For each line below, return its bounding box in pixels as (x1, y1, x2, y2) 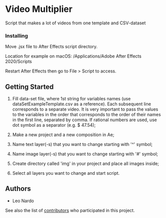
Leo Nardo (12, 198, 34, 204)
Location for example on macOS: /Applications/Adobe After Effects (5, 53, 142, 59)
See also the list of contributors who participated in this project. (5, 207, 135, 213)
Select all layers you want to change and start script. (12, 170, 120, 176)
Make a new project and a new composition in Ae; (12, 132, 114, 138)
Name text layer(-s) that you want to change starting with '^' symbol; (12, 142, 153, 147)
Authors (5, 185, 31, 193)
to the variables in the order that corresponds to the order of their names (12, 112, 161, 118)
